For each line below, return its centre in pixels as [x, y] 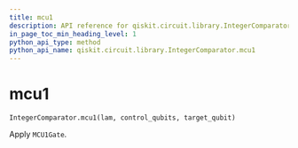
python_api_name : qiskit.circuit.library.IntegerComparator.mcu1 [132, 51]
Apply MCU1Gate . [38, 135]
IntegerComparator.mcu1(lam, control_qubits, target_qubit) [123, 118]
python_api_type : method [55, 42]
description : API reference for [69, 26]
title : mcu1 [31, 17]
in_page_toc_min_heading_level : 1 [73, 34]
